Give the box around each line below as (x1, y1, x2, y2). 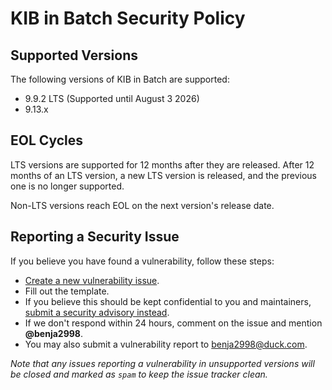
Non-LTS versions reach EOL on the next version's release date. (10, 199, 275, 211)
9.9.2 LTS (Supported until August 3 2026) (24, 93, 200, 104)
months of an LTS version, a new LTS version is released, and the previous (10, 169, 317, 181)
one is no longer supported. (10, 180, 125, 192)
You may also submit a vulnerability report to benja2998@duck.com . (24, 338, 308, 350)
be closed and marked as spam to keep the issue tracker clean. (10, 368, 268, 380)
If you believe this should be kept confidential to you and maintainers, (24, 295, 312, 307)
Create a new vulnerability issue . (24, 274, 160, 286)
